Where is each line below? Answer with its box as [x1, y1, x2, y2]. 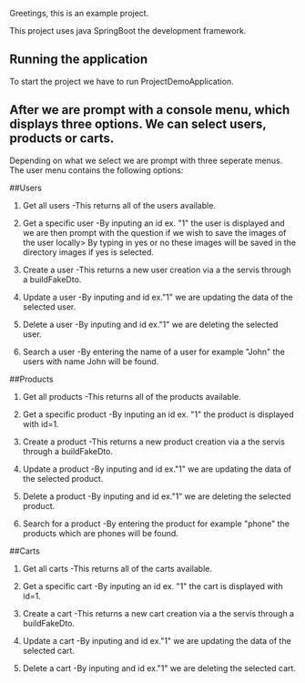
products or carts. [9, 131, 115, 147]
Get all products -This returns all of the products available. [22, 391, 241, 402]
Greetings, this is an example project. [9, 8, 149, 18]
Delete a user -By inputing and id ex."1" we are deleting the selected [22, 319, 279, 330]
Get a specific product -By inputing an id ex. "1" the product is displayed [22, 409, 294, 420]
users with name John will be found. [22, 355, 159, 367]
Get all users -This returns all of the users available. [22, 199, 217, 210]
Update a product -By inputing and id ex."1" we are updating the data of [22, 464, 291, 474]
